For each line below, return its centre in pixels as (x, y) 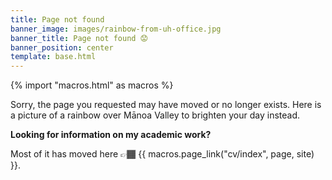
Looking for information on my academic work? (111, 135)
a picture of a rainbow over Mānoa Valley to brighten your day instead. (155, 115)
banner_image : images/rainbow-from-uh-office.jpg (116, 29)
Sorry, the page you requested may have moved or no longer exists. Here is (166, 105)
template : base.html (53, 57)
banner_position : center (62, 47)
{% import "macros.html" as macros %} (92, 85)
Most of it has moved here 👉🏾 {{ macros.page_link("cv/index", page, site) (162, 154)
